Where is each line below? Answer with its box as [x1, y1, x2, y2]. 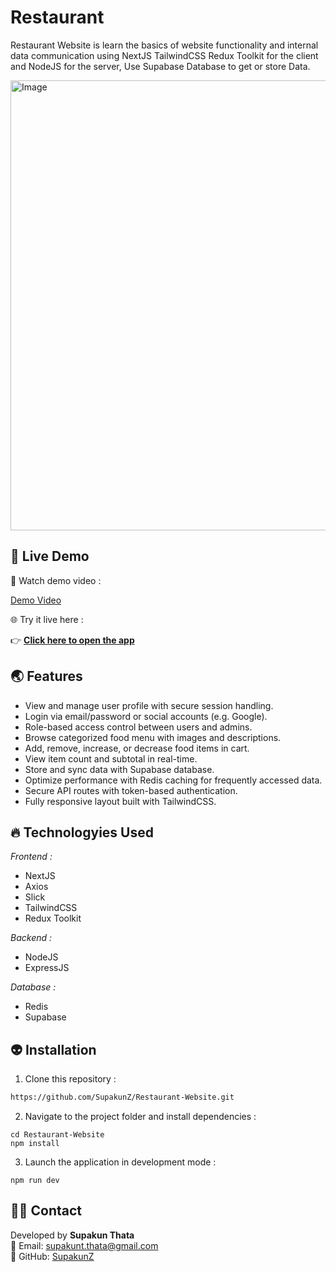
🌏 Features [10, 668, 83, 685]
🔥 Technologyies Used [10, 824, 154, 841]
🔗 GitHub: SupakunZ [10, 1250, 95, 1262]
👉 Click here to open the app [10, 634, 135, 646]
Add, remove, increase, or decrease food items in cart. [24, 742, 250, 754]
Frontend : [10, 851, 53, 863]
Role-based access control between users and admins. [24, 721, 253, 733]
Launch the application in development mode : [24, 1156, 217, 1168]
